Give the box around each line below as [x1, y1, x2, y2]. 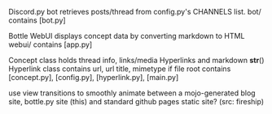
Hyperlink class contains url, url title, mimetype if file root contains [8, 64, 231, 74]
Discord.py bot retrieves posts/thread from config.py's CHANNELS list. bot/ [8, 7, 262, 16]
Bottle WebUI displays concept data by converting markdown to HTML [8, 32, 245, 40]
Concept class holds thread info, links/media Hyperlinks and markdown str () [8, 56, 265, 65]
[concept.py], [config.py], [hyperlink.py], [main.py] [8, 73, 179, 82]
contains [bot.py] [8, 15, 67, 25]
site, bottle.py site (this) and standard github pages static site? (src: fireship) [8, 97, 265, 106]
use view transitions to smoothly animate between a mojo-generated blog [8, 88, 256, 98]
